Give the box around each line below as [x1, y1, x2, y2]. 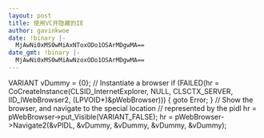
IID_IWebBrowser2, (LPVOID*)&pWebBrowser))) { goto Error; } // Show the [8, 95, 254, 104]
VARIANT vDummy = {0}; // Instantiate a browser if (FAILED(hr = [8, 77, 220, 88]
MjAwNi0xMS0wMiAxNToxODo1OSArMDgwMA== [15, 41, 146, 49]
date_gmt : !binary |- [8, 49, 81, 57]
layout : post [8, 11, 52, 20]
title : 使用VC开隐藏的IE [8, 19, 84, 27]
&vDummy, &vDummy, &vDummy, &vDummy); [76, 120, 227, 130]
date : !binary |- [8, 34, 66, 42]
